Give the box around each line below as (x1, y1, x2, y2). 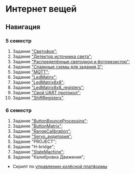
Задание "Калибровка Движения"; (12, 154, 85, 160)
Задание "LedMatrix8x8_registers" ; (12, 84, 85, 90)
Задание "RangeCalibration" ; (12, 128, 72, 134)
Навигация (5, 23, 40, 31)
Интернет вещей (5, 3, 77, 15)
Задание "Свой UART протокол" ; (12, 89, 81, 95)
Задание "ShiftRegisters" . (12, 95, 65, 101)
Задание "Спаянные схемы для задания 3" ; (12, 64, 104, 70)
